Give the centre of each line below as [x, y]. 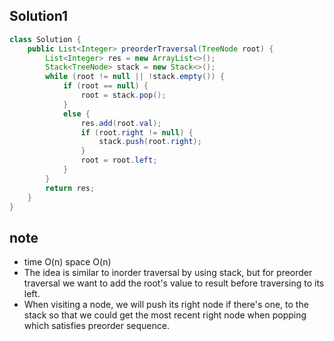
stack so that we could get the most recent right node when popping [165, 315]
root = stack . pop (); [123, 95]
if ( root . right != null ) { [137, 132]
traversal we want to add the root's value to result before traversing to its [174, 283]
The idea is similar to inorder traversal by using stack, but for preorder [168, 273]
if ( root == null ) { [105, 86]
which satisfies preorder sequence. [96, 326]
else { [76, 114]
